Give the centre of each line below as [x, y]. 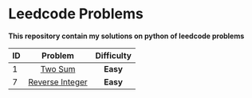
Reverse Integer [58, 82]
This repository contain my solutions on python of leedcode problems [126, 36]
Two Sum [58, 69]
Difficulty [113, 55]
